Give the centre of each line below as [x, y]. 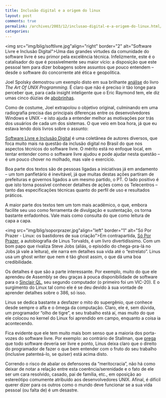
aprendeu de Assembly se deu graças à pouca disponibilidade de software [81, 277]
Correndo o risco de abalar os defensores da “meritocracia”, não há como [80, 364]
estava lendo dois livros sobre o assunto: [47, 129]
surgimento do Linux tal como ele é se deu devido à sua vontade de [74, 287]
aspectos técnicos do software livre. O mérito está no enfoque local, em [78, 149]
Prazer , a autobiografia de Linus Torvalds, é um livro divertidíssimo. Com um [83, 241]
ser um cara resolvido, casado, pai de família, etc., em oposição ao [73, 374]
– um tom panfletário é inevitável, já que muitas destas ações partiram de [80, 174]
